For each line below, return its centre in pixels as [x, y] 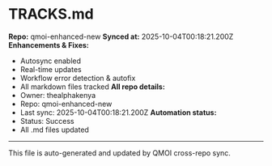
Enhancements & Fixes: [49, 45]
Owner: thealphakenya [58, 95]
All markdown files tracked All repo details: [93, 87]
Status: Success [47, 121]
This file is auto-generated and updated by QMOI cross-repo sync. [119, 153]
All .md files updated [54, 130]
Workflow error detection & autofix [78, 78]
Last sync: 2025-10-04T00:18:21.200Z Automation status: [118, 112]
